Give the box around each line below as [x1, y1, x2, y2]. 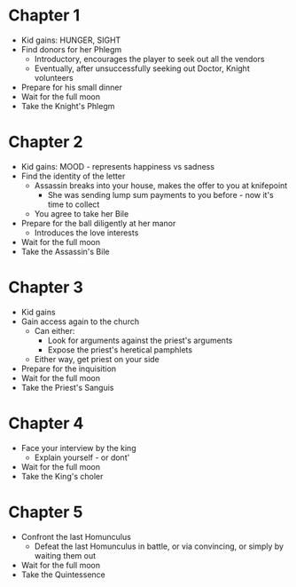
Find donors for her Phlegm [20, 44, 122, 54]
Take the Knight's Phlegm [20, 100, 115, 111]
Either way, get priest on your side [34, 353, 160, 364]
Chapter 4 [8, 414, 84, 433]
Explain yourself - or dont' [34, 452, 130, 463]
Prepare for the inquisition [20, 363, 117, 374]
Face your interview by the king [20, 442, 136, 453]
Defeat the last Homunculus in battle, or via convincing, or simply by [34, 541, 284, 551]
